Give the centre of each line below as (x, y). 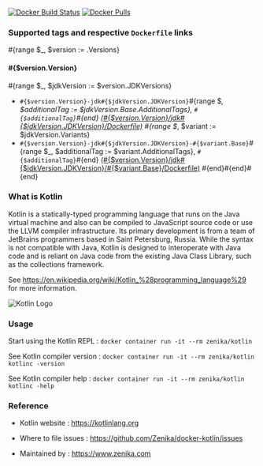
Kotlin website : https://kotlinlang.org (79, 423)
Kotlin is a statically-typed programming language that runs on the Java (124, 214)
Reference (28, 406)
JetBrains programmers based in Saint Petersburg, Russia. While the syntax (131, 239)
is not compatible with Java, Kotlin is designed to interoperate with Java (125, 247)
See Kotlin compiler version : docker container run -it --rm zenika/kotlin (131, 356)
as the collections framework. (56, 264)
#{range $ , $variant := (180, 126)
